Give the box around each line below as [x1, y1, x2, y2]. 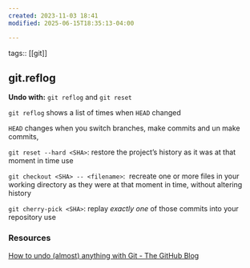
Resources [8, 233, 51, 244]
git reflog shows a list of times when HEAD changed [8, 108, 182, 118]
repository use [8, 213, 56, 222]
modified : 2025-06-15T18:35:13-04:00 [8, 19, 135, 27]
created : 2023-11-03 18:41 [8, 11, 99, 20]
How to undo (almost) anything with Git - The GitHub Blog [8, 250, 200, 260]
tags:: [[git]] [8, 48, 48, 58]
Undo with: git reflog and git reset [8, 93, 132, 102]
